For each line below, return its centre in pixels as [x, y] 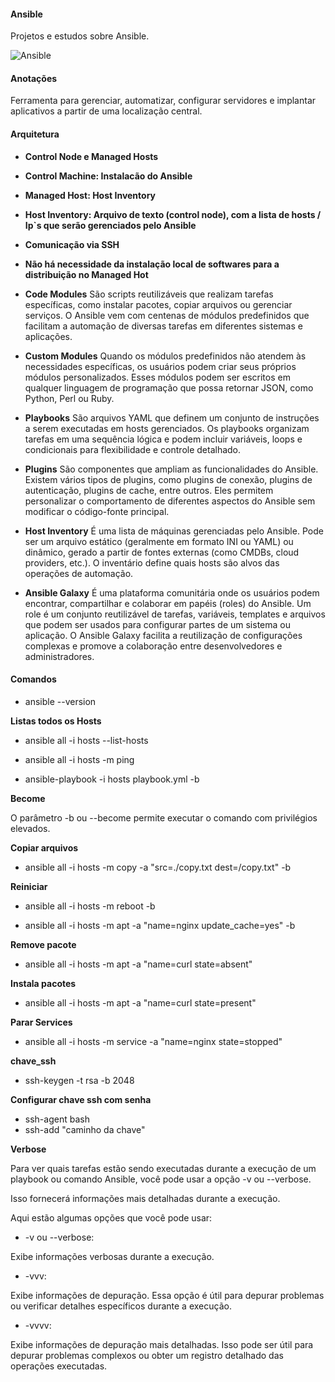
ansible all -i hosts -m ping [79, 759]
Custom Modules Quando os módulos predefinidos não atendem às [165, 356]
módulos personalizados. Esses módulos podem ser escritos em [157, 377]
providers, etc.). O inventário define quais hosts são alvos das [152, 562]
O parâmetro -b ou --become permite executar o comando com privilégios [164, 817]
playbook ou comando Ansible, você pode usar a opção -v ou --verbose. [161, 1179]
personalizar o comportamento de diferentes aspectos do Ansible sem [170, 501]
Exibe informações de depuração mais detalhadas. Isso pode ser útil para [162, 1344]
